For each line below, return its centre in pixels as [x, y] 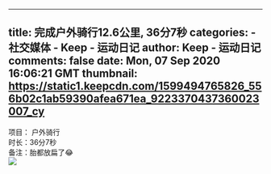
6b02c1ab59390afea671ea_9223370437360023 [134, 99]
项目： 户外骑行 [34, 132]
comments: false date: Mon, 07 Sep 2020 [114, 61]
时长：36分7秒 [33, 142]
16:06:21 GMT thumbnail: [73, 74]
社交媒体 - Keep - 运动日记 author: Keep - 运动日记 [135, 48]
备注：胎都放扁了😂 [41, 152]
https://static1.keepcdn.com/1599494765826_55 [135, 86]
